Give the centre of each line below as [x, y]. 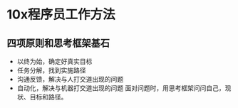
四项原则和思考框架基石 [58, 43]
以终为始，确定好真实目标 [55, 61]
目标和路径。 [48, 97]
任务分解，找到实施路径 [51, 70]
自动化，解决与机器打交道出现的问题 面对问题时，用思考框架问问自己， [121, 88]
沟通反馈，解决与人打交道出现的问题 [70, 79]
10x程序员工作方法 [61, 15]
